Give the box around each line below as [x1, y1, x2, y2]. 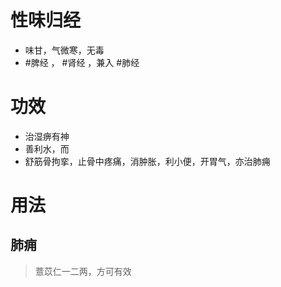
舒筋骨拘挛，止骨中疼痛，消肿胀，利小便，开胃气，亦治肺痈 [24, 155, 271, 167]
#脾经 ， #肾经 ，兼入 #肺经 [24, 56, 140, 68]
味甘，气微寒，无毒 [24, 44, 105, 56]
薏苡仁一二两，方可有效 [34, 265, 132, 277]
